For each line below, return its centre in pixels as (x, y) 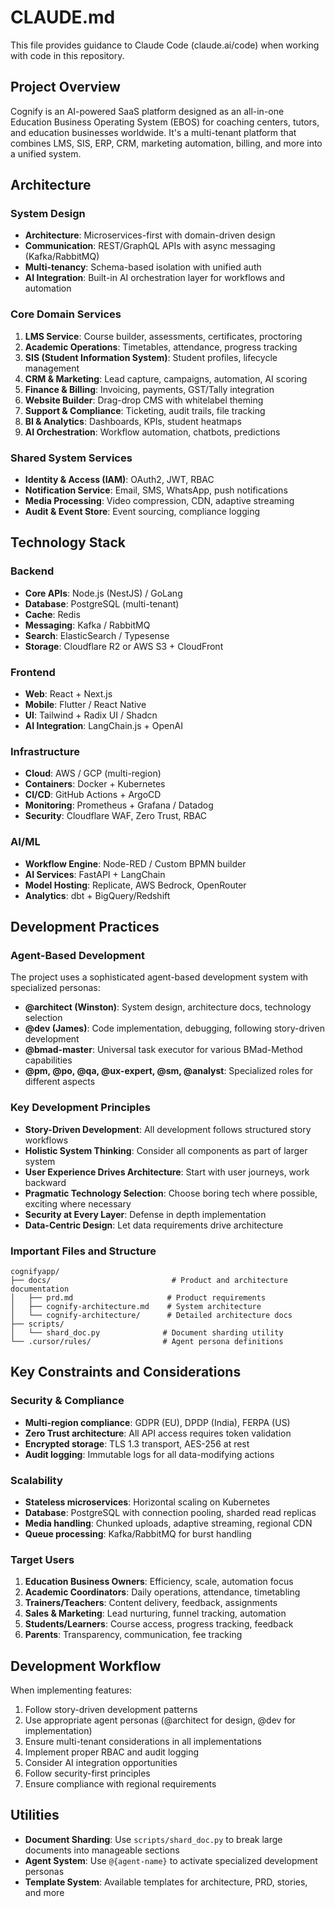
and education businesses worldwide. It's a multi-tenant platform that (153, 132)
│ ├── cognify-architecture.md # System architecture (136, 1306)
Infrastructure (45, 751)
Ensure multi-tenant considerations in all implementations (143, 1741)
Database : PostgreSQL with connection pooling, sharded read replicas (170, 1512)
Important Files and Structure (83, 1251)
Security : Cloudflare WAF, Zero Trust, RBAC (116, 816)
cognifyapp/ (35, 1271)
